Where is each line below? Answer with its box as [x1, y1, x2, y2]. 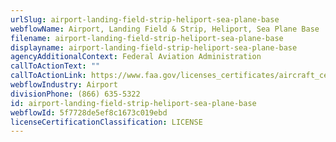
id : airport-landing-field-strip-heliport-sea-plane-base [10, 98, 257, 108]
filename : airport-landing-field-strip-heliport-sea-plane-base [10, 33, 284, 43]
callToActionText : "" [10, 61, 101, 71]
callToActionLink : [10, 71, 87, 81]
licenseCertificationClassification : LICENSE [10, 117, 203, 127]
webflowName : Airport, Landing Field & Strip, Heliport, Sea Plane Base [10, 24, 320, 34]
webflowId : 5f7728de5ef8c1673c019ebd [10, 107, 168, 118]
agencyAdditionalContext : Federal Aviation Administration [10, 52, 262, 62]
